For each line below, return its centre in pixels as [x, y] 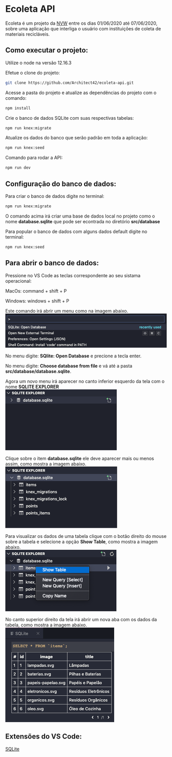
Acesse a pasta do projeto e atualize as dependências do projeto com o [81, 93]
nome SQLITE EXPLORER [32, 387]
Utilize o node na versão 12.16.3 [38, 63]
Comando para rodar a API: [34, 158]
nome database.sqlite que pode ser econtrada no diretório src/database [83, 221]
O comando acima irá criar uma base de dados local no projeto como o [80, 216]
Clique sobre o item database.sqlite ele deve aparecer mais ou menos [80, 458]
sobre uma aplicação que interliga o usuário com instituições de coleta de [83, 28]
